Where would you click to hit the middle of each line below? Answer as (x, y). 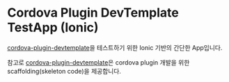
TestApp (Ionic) (53, 27)
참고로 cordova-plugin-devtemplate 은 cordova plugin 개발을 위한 (98, 62)
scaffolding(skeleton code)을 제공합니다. (64, 71)
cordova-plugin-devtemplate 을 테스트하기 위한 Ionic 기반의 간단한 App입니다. (115, 47)
